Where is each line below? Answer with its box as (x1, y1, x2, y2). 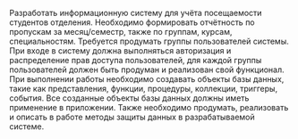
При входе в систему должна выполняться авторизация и (9, 45, 232, 56)
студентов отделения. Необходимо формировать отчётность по (9, 17, 255, 28)
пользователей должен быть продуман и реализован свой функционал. (9, 64, 285, 75)
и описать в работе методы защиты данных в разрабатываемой (9, 111, 255, 122)
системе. (9, 121, 45, 132)
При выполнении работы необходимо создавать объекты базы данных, (9, 74, 285, 84)
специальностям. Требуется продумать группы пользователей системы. (9, 36, 289, 46)
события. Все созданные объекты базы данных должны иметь (9, 93, 250, 103)
